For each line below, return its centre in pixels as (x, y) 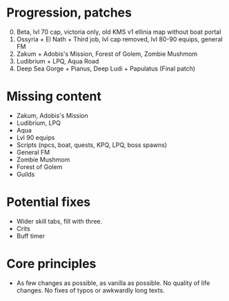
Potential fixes (49, 202)
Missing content (54, 96)
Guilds (26, 174)
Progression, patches (69, 13)
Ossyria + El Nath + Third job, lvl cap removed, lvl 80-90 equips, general (119, 39)
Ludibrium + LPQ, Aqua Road (58, 61)
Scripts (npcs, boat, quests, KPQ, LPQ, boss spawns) (92, 145)
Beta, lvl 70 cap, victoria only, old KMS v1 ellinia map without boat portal (119, 32)
